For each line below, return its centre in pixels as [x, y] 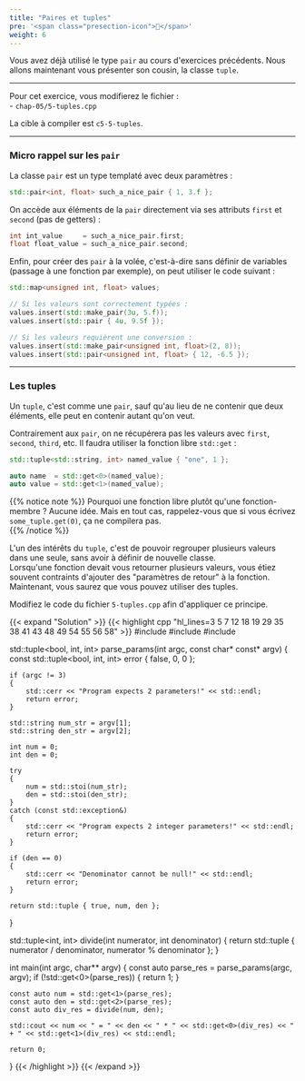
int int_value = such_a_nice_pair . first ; [97, 236]
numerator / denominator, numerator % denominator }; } [114, 950]
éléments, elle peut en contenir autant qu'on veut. [102, 415]
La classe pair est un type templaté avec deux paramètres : [121, 175]
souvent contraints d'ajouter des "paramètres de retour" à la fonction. [140, 577]
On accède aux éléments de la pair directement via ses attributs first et [146, 209]
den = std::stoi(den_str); [77, 795]
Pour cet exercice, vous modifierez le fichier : [94, 96]
